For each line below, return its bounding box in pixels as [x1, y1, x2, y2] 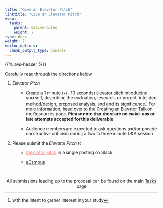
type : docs [5, 35, 27, 39]
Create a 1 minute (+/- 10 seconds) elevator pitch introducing [26, 90, 147, 95]
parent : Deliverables [14, 25, 57, 30]
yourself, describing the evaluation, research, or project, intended [26, 95, 157, 100]
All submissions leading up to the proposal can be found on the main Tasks [6, 178, 157, 184]
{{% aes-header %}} [5, 61, 47, 67]
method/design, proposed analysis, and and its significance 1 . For [26, 100, 156, 107]
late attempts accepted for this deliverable [26, 116, 114, 122]
